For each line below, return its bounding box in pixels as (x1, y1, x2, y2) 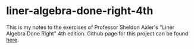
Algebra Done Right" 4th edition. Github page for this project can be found (6, 30, 189, 37)
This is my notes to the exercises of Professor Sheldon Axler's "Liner (6, 24, 174, 31)
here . (6, 36, 19, 43)
